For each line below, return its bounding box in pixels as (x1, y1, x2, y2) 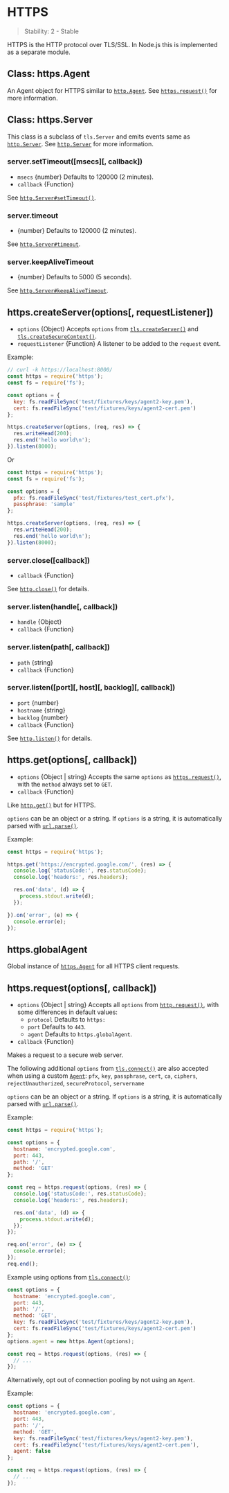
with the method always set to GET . (17, 780, 113, 788)
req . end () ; (7, 1260, 39, 1267)
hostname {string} (17, 706, 66, 714)
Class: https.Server (7, 114, 93, 125)
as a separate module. (7, 48, 71, 56)
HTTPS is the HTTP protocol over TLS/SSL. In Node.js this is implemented (7, 40, 218, 49)
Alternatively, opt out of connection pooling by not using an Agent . (7, 1376, 195, 1384)
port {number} (17, 698, 59, 707)
